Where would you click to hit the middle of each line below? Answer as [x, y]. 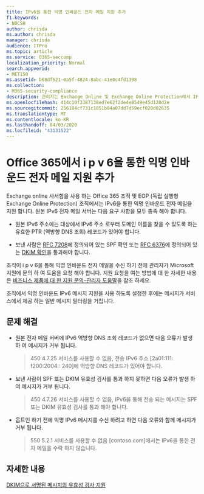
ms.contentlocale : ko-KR [38, 119]
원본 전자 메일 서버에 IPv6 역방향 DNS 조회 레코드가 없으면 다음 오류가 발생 [104, 338]
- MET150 [17, 74]
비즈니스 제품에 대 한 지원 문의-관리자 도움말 [65, 280]
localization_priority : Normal [46, 63]
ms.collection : [25, 86]
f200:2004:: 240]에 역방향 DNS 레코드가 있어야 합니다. [96, 366]
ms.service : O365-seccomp [39, 57]
